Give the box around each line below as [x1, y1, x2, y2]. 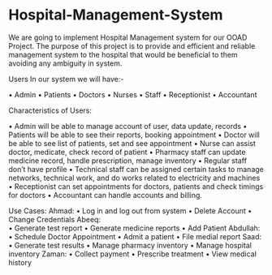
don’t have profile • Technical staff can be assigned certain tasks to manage [8, 164, 264, 174]
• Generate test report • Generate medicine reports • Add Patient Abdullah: [8, 223, 261, 233]
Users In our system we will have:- [8, 74, 124, 84]
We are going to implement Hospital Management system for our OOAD [8, 32, 248, 42]
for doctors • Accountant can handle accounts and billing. [8, 190, 203, 200]
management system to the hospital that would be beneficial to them [8, 49, 238, 59]
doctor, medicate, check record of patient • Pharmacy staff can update [8, 147, 246, 157]
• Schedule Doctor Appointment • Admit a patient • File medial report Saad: [8, 231, 262, 241]
